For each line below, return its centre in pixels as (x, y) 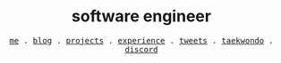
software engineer (141, 16)
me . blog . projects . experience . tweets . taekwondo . (141, 40)
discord (141, 49)
